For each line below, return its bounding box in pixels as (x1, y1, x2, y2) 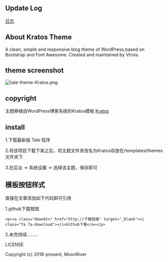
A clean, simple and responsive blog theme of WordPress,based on (5, 46, 145, 52)
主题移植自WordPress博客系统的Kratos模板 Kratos (5, 108, 109, 114)
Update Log (5, 4, 43, 13)
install (5, 123, 25, 131)
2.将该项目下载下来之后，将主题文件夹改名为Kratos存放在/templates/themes (5, 148, 163, 154)
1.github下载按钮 (5, 206, 39, 212)
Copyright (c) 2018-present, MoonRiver (5, 251, 87, 257)
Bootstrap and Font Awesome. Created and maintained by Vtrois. (5, 51, 140, 57)
